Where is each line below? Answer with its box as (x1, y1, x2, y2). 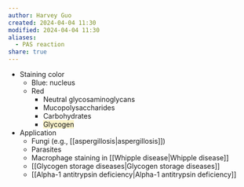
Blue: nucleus (31, 78, 76, 87)
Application (19, 128, 57, 137)
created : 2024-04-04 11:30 (8, 19, 97, 27)
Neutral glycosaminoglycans (42, 95, 136, 104)
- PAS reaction (15, 41, 65, 49)
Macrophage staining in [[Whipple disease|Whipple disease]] (31, 153, 229, 162)
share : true (8, 48, 47, 56)
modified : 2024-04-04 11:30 (8, 26, 100, 34)
